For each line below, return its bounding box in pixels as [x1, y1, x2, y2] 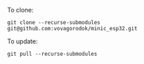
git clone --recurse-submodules [7, 19, 100, 26]
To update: [7, 37, 38, 45]
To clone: [7, 6, 34, 14]
